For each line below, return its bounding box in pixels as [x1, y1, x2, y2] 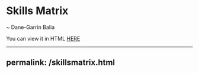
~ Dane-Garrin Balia [6, 24, 55, 31]
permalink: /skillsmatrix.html [6, 58, 115, 68]
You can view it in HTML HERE [6, 35, 81, 42]
